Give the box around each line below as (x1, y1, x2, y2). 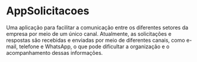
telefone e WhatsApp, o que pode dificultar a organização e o (18, 43, 170, 50)
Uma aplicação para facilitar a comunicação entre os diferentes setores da (6, 24, 189, 31)
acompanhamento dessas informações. (6, 49, 103, 56)
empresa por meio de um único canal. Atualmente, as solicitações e (6, 30, 172, 37)
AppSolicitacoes (6, 4, 90, 18)
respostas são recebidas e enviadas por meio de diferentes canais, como (6, 36, 185, 44)
